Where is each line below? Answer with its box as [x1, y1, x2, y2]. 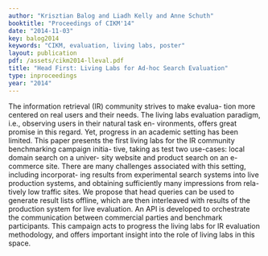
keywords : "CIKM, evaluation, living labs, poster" [8, 42, 185, 50]
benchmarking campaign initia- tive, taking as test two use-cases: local [8, 144, 245, 154]
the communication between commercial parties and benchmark [8, 213, 223, 222]
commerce [8, 161, 44, 171]
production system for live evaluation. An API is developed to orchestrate [8, 204, 250, 213]
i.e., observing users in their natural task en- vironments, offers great [8, 118, 237, 128]
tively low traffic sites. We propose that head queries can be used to [8, 187, 235, 196]
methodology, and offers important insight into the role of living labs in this [8, 229, 255, 239]
